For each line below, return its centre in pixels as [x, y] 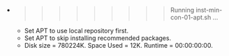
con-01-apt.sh [191, 17]
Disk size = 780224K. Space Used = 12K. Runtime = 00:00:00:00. [118, 45]
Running [182, 10]
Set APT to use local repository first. [76, 31]
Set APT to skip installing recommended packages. [98, 38]
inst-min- [209, 10]
